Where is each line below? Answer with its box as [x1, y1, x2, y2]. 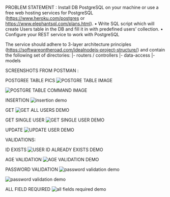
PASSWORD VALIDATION [5, 166, 59, 173]
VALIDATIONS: [5, 137, 36, 142]
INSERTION [5, 97, 30, 103]
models [5, 58, 21, 63]
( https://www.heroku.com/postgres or [5, 15, 85, 21]
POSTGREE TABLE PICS [5, 78, 55, 83]
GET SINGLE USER [5, 117, 45, 123]
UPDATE [5, 127, 23, 133]
